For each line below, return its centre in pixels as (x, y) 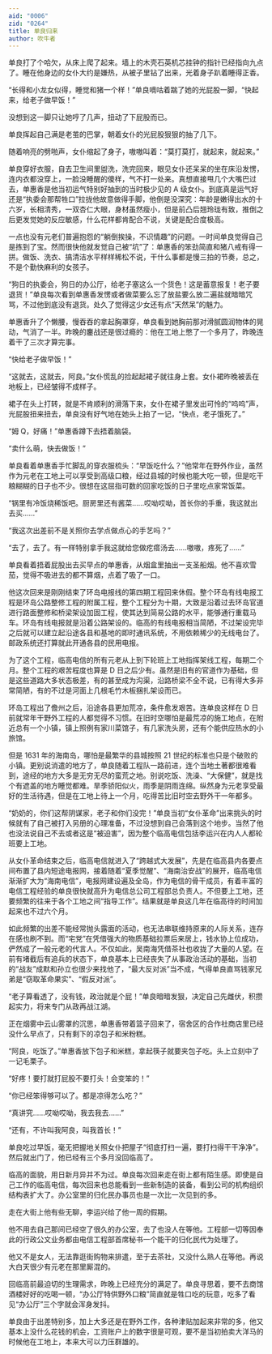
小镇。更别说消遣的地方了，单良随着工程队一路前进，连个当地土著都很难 (129, 766)
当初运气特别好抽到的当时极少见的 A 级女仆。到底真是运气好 (158, 189)
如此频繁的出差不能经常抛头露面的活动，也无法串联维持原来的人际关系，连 (132, 929)
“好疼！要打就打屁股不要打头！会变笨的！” (79, 1079)
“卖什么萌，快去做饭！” (47, 448)
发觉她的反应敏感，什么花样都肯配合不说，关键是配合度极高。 (125, 220)
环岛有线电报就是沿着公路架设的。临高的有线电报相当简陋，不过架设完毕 (143, 623)
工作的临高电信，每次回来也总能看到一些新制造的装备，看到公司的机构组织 (139, 1185)
